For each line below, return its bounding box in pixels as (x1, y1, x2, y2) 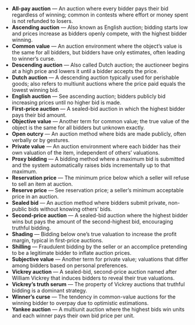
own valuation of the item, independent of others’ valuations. (11, 149, 160, 156)
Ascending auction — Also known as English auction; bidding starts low (11, 24, 188, 31)
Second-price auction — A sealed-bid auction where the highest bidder (11, 212, 188, 219)
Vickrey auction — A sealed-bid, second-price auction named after (11, 268, 177, 275)
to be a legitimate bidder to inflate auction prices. (11, 250, 132, 256)
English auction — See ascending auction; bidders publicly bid (11, 93, 166, 100)
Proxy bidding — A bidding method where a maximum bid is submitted (11, 156, 185, 162)
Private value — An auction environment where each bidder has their (11, 143, 181, 150)
